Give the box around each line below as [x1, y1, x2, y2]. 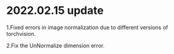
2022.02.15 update [6, 4, 104, 18]
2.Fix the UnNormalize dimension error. [6, 42, 105, 49]
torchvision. [6, 30, 36, 37]
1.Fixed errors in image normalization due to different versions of [6, 24, 169, 31]
